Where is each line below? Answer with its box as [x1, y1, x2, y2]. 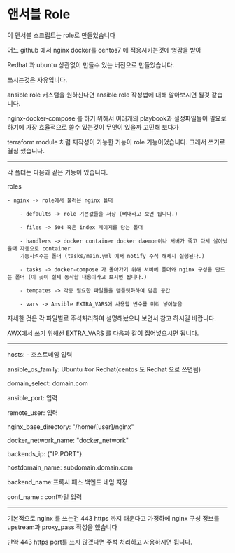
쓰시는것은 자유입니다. [7, 75, 68, 84]
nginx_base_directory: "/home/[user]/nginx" [7, 422, 134, 431]
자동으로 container [20, 245, 71, 252]
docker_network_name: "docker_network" [7, 436, 129, 444]
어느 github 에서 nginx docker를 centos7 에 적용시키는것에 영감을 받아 [7, 46, 201, 54]
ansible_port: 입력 [7, 393, 58, 402]
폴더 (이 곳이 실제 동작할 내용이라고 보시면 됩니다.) [15, 273, 148, 280]
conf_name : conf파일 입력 [7, 492, 83, 501]
